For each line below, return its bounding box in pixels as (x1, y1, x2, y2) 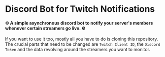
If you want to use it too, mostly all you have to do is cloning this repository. (5, 36, 158, 42)
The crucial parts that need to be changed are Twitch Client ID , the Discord (5, 41, 161, 47)
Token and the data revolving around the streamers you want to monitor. (5, 47, 150, 53)
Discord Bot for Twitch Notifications (5, 3, 155, 15)
